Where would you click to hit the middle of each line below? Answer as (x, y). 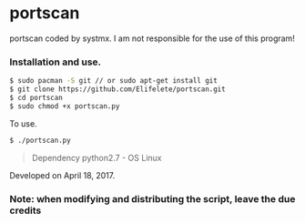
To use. (24, 123)
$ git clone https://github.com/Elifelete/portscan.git (117, 89)
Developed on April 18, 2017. (62, 175)
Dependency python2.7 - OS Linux (97, 157)
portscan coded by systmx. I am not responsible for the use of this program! (152, 38)
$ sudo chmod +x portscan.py (65, 106)
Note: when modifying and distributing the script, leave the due (152, 198)
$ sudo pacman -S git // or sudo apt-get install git (114, 81)
